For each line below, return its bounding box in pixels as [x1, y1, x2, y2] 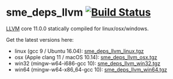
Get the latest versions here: [6, 36, 74, 43]
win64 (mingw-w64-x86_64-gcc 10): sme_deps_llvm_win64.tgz [14, 66, 168, 73]
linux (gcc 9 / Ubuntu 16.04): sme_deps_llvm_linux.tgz [14, 47, 144, 55]
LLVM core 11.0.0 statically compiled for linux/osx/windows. [6, 25, 149, 32]
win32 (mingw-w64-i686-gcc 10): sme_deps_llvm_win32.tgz [14, 60, 161, 67]
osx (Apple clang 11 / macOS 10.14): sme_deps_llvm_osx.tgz [14, 53, 157, 60]
